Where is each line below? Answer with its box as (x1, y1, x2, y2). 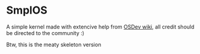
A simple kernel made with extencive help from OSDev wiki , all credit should (6, 23, 195, 30)
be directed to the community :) (6, 29, 85, 36)
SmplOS (6, 4, 48, 17)
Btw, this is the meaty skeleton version (6, 41, 102, 48)
